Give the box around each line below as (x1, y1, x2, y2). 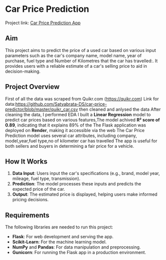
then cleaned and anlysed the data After (79, 106, 161, 112)
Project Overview (5, 83, 60, 91)
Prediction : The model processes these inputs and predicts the (12, 181, 142, 187)
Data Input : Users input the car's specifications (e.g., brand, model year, (12, 171, 160, 176)
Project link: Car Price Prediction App (5, 20, 81, 26)
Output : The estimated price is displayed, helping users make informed (12, 191, 158, 197)
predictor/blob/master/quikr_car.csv (5, 106, 78, 112)
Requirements (5, 211, 49, 219)
